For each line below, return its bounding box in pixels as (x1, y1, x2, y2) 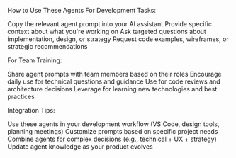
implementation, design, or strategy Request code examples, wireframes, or (7, 35, 229, 43)
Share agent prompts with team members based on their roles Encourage (7, 70, 222, 78)
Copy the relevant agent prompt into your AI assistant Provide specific (7, 20, 213, 28)
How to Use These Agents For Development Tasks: (7, 6, 157, 14)
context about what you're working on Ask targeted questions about (7, 28, 207, 35)
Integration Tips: (7, 106, 55, 114)
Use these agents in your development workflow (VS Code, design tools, (7, 120, 220, 128)
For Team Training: (7, 56, 62, 64)
